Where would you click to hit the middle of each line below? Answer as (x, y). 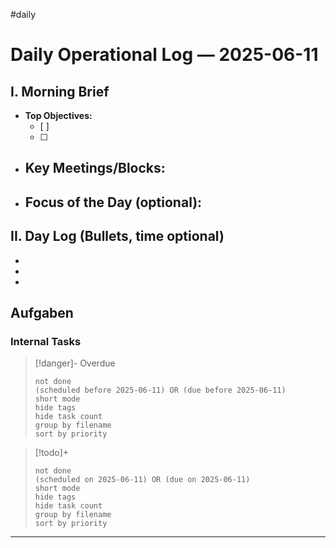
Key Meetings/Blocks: (95, 168)
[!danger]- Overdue (75, 363)
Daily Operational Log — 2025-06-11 (164, 55)
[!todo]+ (52, 453)
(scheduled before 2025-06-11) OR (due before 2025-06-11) (160, 390)
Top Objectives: (58, 115)
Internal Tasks (46, 341)
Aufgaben (42, 312)
